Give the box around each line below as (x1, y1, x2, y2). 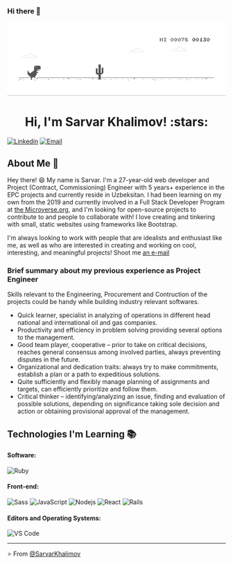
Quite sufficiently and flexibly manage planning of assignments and (17, 378, 210, 386)
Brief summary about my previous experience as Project (7, 266, 201, 275)
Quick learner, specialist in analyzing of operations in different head (17, 311, 211, 319)
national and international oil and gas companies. (17, 319, 158, 327)
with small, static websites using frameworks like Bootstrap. (7, 220, 178, 228)
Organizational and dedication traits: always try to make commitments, (17, 363, 219, 371)
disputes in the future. (17, 355, 81, 364)
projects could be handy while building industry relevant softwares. (7, 298, 200, 306)
